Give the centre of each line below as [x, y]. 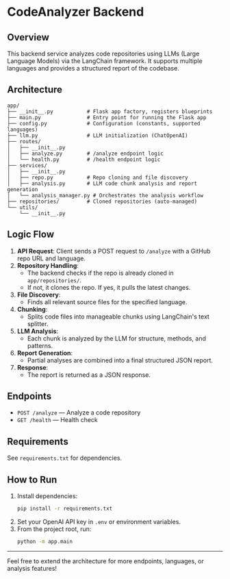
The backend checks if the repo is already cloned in [100, 273]
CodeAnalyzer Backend [76, 12]
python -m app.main [45, 541]
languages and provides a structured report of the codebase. [93, 68]
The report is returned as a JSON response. [89, 375]
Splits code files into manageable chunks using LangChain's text [118, 317]
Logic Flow [31, 235]
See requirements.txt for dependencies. [64, 458]
